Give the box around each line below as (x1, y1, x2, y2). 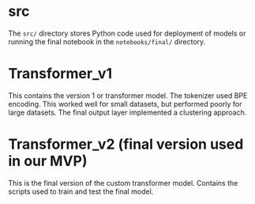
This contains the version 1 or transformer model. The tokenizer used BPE (8, 90, 248, 100)
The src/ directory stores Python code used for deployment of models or (8, 28, 246, 38)
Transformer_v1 (8, 65, 113, 83)
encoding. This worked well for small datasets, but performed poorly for (8, 99, 242, 108)
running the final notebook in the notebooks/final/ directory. (8, 36, 206, 46)
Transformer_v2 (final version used (8, 135, 244, 153)
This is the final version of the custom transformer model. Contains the (8, 178, 238, 187)
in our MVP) (8, 153, 88, 170)
